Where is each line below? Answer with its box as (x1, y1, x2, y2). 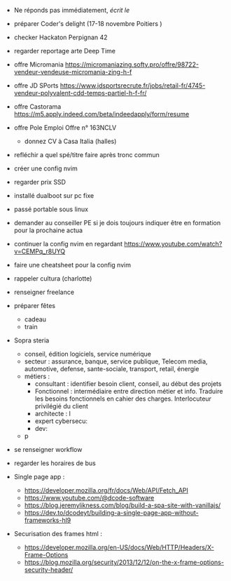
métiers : (24, 372, 50, 380)
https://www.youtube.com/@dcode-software (24, 494, 155, 502)
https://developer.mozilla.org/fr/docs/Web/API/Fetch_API (24, 486, 189, 494)
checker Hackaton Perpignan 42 (13, 33, 108, 41)
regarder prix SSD (13, 178, 66, 186)
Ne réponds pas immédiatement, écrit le (13, 6, 130, 14)
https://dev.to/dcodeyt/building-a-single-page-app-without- (24, 509, 199, 516)
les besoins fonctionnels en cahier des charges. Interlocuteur (34, 394, 212, 403)
